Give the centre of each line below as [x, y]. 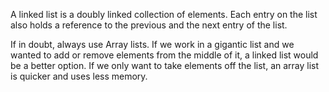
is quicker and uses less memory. [79, 76]
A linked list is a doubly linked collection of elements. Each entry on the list [164, 14]
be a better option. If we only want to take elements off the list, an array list [165, 65]
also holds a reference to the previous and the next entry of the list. [149, 25]
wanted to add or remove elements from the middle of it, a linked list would [164, 55]
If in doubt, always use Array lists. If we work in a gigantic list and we [152, 44]
